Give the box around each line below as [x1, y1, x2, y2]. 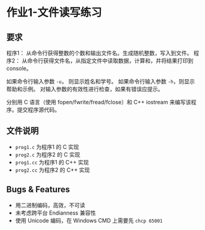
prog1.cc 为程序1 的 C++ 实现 [15, 158, 89, 166]
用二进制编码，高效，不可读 [15, 201, 86, 209]
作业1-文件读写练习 [6, 6, 102, 20]
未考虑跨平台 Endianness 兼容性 [15, 209, 96, 217]
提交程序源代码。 [17, 106, 60, 113]
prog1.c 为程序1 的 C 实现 [15, 143, 80, 150]
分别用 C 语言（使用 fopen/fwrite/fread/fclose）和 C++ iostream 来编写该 [6, 99, 192, 105]
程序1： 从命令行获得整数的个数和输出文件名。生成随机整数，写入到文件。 [6, 50, 193, 56]
